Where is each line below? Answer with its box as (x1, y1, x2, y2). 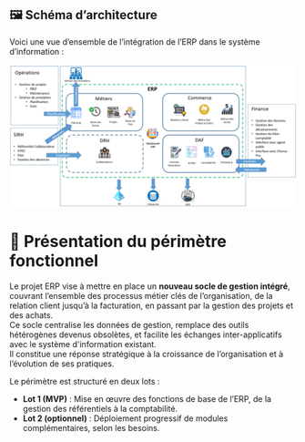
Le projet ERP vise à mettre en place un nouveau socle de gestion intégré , (9, 281, 290, 292)
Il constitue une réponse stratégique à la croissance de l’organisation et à (9, 348, 284, 359)
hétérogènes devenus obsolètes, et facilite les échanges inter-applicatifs (9, 329, 282, 340)
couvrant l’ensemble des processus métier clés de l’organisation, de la (9, 290, 273, 301)
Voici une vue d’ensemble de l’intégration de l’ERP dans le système (9, 36, 261, 47)
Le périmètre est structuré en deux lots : (9, 375, 160, 386)
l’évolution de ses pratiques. (9, 358, 115, 369)
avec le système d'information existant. (9, 338, 157, 349)
